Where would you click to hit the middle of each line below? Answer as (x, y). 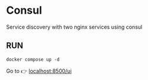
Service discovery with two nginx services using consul (74, 27)
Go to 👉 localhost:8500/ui (39, 71)
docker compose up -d (33, 59)
